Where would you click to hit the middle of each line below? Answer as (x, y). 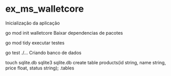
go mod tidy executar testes (35, 43)
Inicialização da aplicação (33, 23)
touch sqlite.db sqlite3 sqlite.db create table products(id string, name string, (85, 62)
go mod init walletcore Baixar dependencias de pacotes (64, 33)
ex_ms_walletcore (45, 9)
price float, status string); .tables (40, 68)
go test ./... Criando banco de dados (43, 53)
